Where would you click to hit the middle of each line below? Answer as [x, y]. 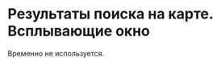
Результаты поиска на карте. [110, 14]
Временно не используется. [56, 53]
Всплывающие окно [79, 31]
